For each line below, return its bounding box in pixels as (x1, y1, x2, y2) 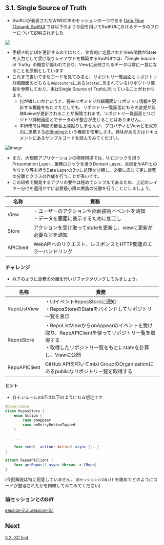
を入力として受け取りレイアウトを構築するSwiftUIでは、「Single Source (12, 55, 155, 61)
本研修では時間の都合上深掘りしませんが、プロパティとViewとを (19, 122, 149, 129)
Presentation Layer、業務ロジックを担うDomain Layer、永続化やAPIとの (12, 161, 158, 167)
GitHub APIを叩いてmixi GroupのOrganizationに (45, 361, 154, 367)
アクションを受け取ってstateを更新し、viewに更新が (33, 224, 153, 231)
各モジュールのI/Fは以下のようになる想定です (12, 394, 103, 400)
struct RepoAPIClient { (5, 458, 54, 463)
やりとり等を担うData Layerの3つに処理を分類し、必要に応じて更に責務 (12, 167, 157, 173)
